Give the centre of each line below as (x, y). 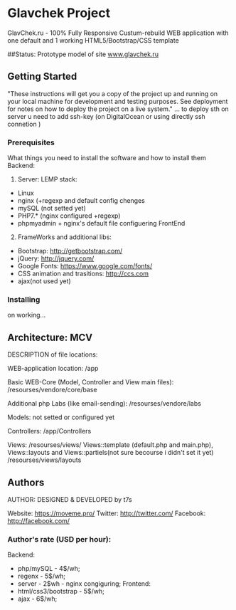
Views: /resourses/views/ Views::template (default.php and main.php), (110, 445)
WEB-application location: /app (53, 369)
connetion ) (24, 124)
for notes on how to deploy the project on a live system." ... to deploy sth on (118, 109)
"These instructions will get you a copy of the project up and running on (113, 93)
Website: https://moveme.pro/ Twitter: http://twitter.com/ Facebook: (107, 513)
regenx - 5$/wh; (42, 576)
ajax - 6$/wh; (37, 599)
